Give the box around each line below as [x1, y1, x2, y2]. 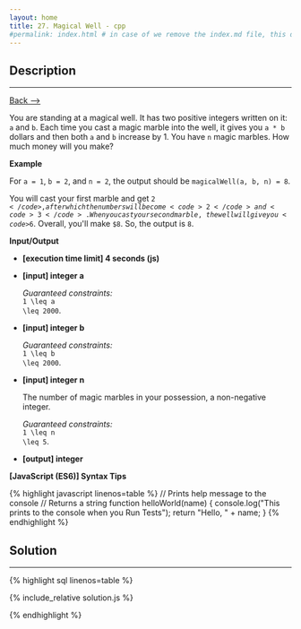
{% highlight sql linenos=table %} [9, 575, 133, 585]
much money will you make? [9, 141, 114, 152]
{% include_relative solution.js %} [9, 592, 134, 603]
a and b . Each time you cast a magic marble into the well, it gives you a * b [9, 122, 285, 133]
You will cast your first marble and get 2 [9, 194, 156, 204]
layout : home [9, 13, 58, 22]
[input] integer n [21, 375, 85, 385]
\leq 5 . [21, 436, 49, 447]
